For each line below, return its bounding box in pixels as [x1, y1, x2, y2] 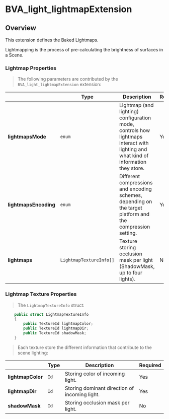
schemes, [119, 192, 142, 199]
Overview [5, 24, 37, 32]
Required [139, 362, 161, 369]
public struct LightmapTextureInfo [14, 312, 89, 317]
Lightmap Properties [5, 64, 57, 72]
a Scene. [5, 52, 24, 58]
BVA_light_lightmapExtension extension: [17, 82, 102, 88]
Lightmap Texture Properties [5, 291, 77, 298]
